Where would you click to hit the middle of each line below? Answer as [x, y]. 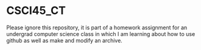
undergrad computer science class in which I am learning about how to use [101, 34]
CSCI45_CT [36, 11]
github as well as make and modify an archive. [65, 40]
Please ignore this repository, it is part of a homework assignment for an [97, 27]
